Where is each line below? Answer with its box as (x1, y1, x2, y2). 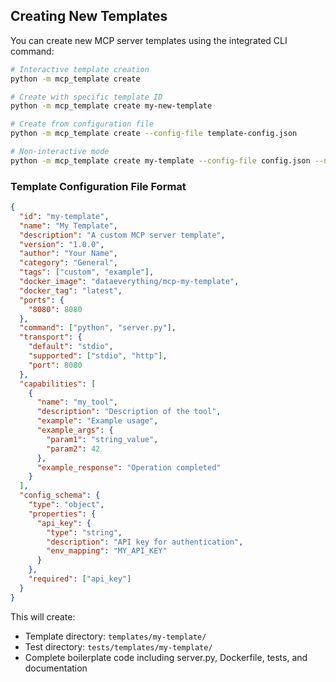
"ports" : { (19, 295, 65, 305)
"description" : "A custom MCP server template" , (19, 230, 226, 240)
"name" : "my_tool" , (36, 397, 118, 408)
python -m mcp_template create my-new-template (10, 101, 213, 111)
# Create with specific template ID (10, 92, 163, 102)
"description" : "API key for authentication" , (46, 537, 244, 547)
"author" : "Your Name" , (19, 249, 118, 259)
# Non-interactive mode (10, 147, 110, 157)
